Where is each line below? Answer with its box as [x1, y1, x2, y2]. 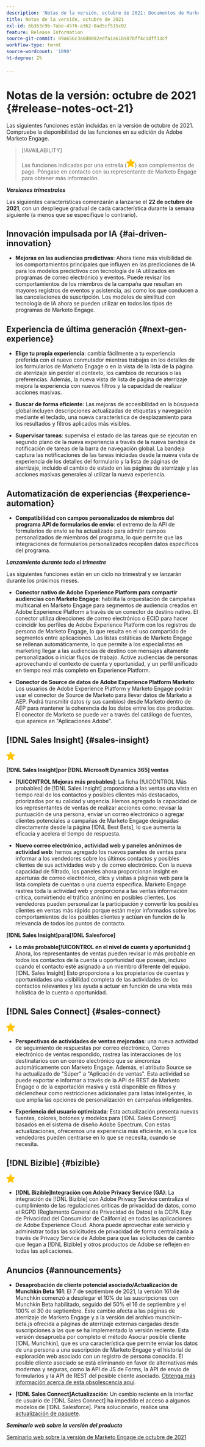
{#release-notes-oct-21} [6, 101, 134, 115]
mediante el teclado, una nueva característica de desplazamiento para [15, 414, 192, 421]
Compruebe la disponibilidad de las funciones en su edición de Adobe [6, 128, 183, 136]
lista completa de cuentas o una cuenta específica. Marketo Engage [15, 880, 187, 888]
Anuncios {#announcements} [6, 1265, 122, 1275]
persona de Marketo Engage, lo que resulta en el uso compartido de [15, 628, 187, 635]
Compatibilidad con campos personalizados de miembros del [15, 514, 174, 522]
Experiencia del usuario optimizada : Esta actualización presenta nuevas [15, 1107, 199, 1115]
